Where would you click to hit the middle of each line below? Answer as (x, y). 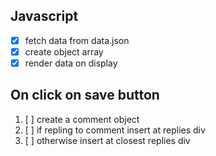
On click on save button (85, 95)
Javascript (44, 16)
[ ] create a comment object (82, 119)
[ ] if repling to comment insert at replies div (115, 130)
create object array (64, 51)
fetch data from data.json (77, 40)
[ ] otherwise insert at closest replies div (107, 140)
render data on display (71, 63)
